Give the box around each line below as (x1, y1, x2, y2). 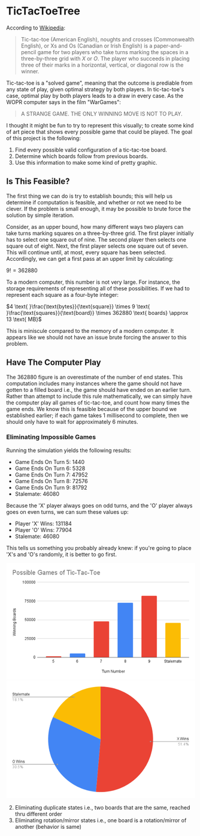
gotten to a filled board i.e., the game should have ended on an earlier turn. (6, 386, 192, 393)
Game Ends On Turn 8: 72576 (14, 477, 88, 484)
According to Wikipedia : (6, 24, 66, 31)
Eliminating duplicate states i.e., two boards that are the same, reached (14, 804, 190, 811)
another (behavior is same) (14, 823, 82, 831)
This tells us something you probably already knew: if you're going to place (6, 544, 192, 551)
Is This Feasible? (6, 176, 70, 187)
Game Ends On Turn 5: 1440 (14, 458, 85, 465)
